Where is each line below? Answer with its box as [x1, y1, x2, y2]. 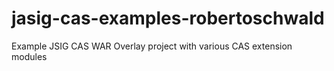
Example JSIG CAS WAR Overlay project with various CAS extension [11, 40, 293, 52]
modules [11, 50, 48, 62]
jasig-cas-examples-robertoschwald [11, 7, 325, 30]
